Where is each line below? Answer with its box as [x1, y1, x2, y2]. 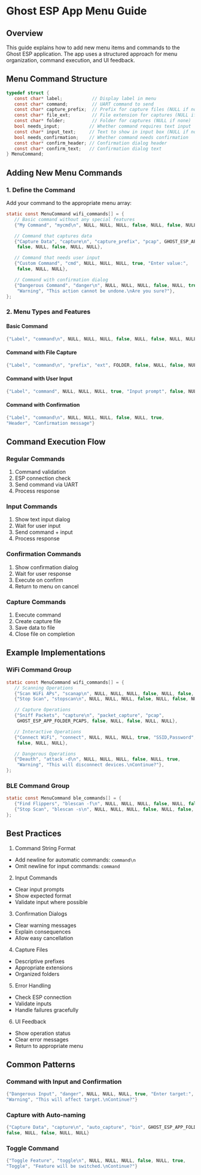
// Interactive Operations [14, 729, 82, 735]
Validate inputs [14, 999, 52, 1007]
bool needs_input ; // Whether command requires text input [14, 123, 191, 129]
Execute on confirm [14, 576, 64, 584]
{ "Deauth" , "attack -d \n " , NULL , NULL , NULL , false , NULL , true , [14, 756, 181, 762]
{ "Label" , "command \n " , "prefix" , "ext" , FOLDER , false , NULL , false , [6, 362, 186, 368]
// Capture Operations [14, 707, 71, 713]
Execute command [14, 611, 62, 618]
